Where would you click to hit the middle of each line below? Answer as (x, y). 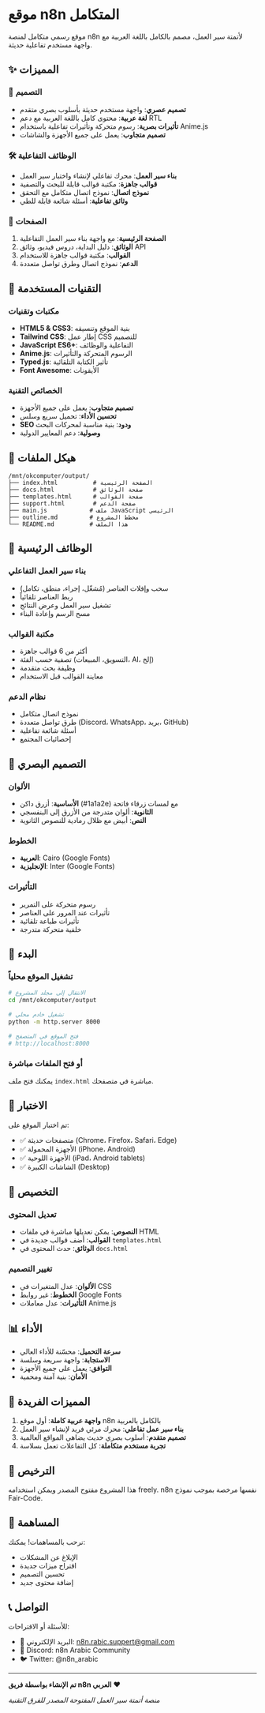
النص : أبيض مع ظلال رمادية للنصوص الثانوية (83, 820)
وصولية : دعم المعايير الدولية (60, 433)
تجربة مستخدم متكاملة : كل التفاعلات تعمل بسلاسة (93, 1446)
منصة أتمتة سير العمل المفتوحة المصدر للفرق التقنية (84, 1700)
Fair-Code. (26, 1498)
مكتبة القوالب (31, 633)
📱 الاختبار (28, 1106)
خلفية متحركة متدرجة (50, 929)
